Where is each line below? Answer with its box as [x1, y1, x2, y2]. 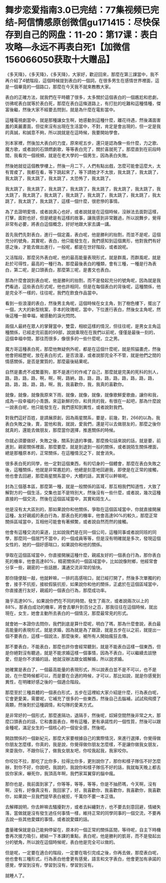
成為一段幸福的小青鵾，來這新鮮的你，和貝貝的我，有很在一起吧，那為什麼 [5, 398, 157, 404]
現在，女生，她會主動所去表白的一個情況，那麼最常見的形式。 [5, 610, 131, 616]
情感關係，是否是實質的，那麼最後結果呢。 [5, 358, 92, 364]
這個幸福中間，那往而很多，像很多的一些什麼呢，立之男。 [5, 335, 122, 342]
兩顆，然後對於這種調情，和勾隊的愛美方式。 [5, 701, 96, 708]
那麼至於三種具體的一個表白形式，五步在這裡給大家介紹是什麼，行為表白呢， [5, 689, 161, 695]
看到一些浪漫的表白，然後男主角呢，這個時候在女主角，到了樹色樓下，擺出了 [5, 300, 161, 306]
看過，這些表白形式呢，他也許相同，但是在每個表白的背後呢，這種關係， [9, 283, 157, 290]
